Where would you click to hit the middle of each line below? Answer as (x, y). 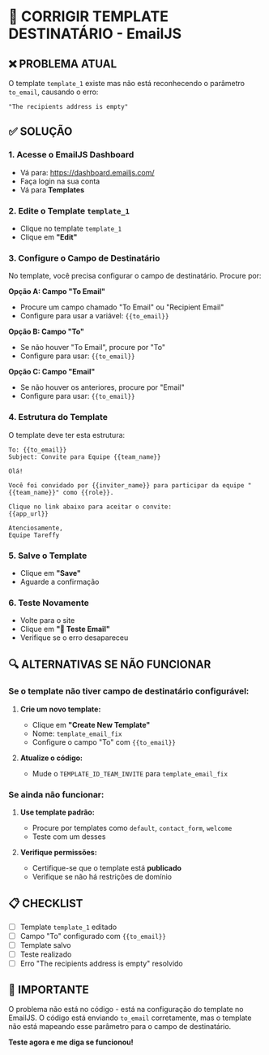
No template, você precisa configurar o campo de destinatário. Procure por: (135, 276)
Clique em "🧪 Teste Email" (65, 629)
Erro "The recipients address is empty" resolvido (102, 964)
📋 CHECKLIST (46, 904)
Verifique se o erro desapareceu (74, 638)
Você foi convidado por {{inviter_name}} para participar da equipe (126, 485)
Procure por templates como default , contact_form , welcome (132, 828)
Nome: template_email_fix (77, 733)
